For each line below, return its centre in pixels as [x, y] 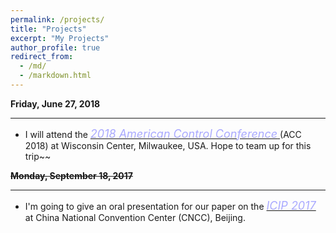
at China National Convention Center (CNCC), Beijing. [135, 217]
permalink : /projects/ [57, 19]
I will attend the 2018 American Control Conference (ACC [163, 133]
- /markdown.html [55, 76]
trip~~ [38, 156]
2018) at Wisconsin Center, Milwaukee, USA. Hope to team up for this [168, 145]
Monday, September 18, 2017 [71, 175]
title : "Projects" [48, 29]
